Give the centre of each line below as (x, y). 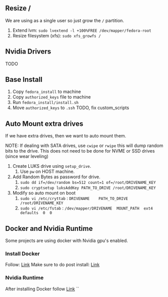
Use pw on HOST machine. (47, 172)
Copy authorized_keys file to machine (51, 97)
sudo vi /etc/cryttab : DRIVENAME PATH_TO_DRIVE (74, 199)
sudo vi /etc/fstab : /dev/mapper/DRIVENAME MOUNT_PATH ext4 (86, 208)
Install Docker (23, 254)
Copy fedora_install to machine (47, 92)
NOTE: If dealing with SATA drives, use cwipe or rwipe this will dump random (84, 145)
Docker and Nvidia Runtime (49, 229)
